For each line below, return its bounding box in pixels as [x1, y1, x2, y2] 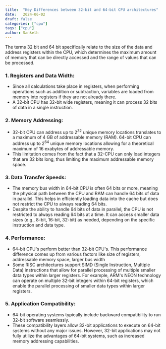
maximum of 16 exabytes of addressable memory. [12, 145, 114, 151]
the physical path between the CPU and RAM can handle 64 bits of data [12, 191, 160, 197]
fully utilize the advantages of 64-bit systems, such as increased [12, 333, 145, 339]
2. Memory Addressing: [5, 117, 63, 124]
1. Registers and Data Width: [5, 72, 75, 79]
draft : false [5, 16, 32, 21]
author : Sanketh [5, 30, 39, 35]
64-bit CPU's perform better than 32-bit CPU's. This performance [12, 246, 147, 252]
